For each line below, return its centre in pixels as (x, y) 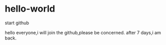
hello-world (30, 9)
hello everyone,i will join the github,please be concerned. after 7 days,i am (83, 32)
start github (17, 23)
